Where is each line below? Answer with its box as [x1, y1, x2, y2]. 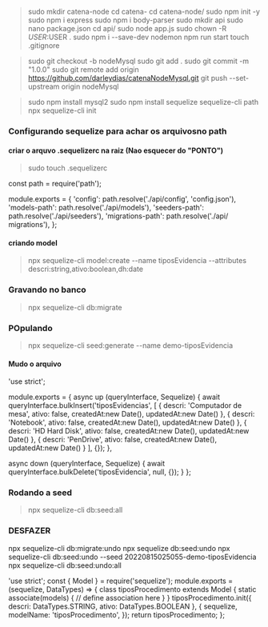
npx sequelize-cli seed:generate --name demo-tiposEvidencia [27, 340, 234, 350]
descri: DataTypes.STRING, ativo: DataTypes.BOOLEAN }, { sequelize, [8, 601, 238, 611]
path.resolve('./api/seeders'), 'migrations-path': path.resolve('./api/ [8, 211, 229, 221]
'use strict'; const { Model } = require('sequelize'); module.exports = [8, 576, 234, 585]
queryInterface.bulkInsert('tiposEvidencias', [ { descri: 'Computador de [8, 401, 242, 410]
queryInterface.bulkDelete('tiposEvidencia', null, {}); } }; [8, 467, 192, 477]
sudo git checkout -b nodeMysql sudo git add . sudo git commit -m [27, 56, 250, 66]
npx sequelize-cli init [27, 106, 97, 115]
